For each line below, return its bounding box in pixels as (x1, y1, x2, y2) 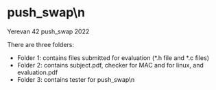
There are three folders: (7, 40, 74, 48)
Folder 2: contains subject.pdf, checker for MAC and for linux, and (16, 61, 204, 69)
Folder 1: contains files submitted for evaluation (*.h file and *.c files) (16, 53, 209, 62)
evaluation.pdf (16, 68, 58, 76)
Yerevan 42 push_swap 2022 (7, 27, 90, 35)
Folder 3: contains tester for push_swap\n (16, 75, 135, 83)
